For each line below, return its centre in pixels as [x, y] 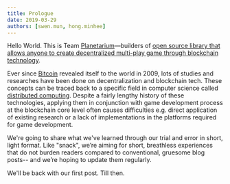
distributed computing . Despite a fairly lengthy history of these [96, 95]
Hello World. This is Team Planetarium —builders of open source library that [114, 46]
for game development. [40, 125]
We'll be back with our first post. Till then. [66, 173]
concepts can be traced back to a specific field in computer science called [113, 88]
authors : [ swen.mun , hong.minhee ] [57, 26]
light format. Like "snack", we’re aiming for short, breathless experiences [110, 146]
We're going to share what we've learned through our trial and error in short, [115, 138]
